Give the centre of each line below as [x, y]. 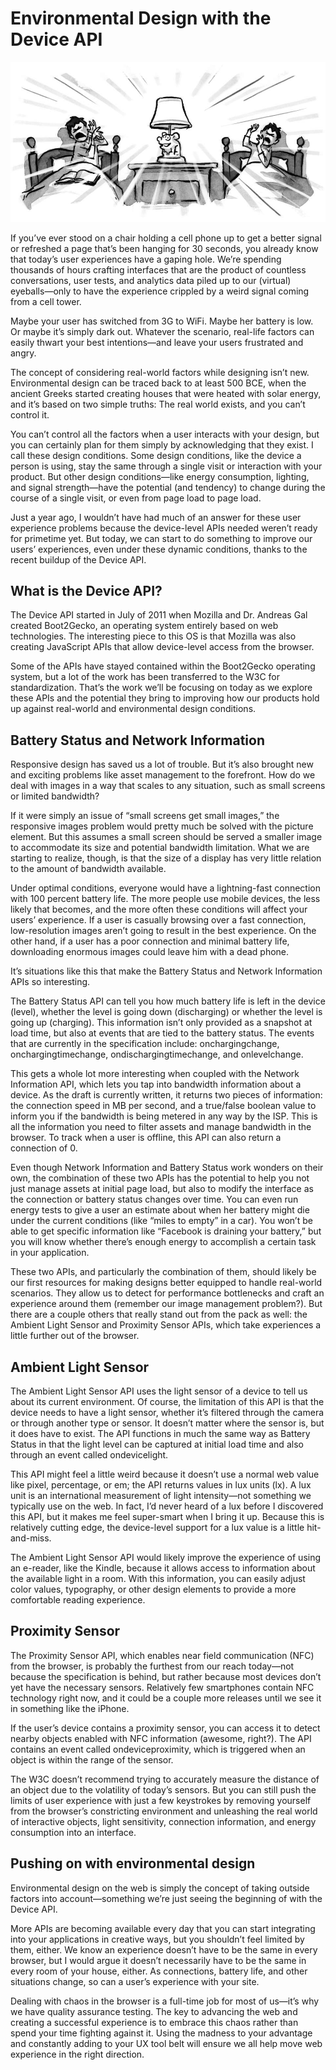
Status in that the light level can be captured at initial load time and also [157, 1444]
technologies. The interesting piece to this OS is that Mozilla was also [153, 636]
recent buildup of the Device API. [78, 559]
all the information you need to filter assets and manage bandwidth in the [161, 1127]
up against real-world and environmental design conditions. [133, 709]
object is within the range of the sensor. [92, 1759]
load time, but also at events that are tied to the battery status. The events [162, 1033]
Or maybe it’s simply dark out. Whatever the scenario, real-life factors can [162, 331]
